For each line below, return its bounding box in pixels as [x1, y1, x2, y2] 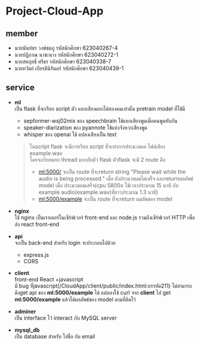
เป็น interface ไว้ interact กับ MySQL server [14, 314, 117, 321]
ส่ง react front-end [14, 221, 60, 228]
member [5, 28, 39, 39]
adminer [14, 308, 37, 315]
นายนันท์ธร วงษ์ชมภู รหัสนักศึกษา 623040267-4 [14, 44, 118, 51]
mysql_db [14, 326, 40, 334]
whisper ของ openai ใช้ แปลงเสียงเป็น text [23, 131, 117, 138]
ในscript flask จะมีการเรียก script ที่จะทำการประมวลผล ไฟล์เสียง [29, 143, 165, 150]
